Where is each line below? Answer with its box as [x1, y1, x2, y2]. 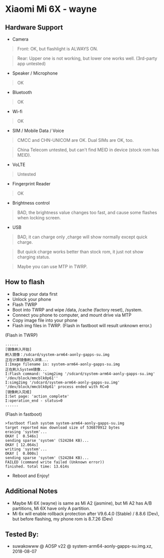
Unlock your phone [12, 296, 52, 302]
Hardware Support [5, 23, 63, 32]
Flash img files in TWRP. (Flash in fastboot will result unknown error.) [12, 322, 152, 328]
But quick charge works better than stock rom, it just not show [17, 249, 144, 255]
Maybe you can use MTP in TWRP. [17, 263, 88, 269]
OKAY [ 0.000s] [5, 451, 38, 456]
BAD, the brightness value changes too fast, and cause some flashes [17, 210, 158, 215]
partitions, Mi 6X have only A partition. [12, 505, 90, 511]
